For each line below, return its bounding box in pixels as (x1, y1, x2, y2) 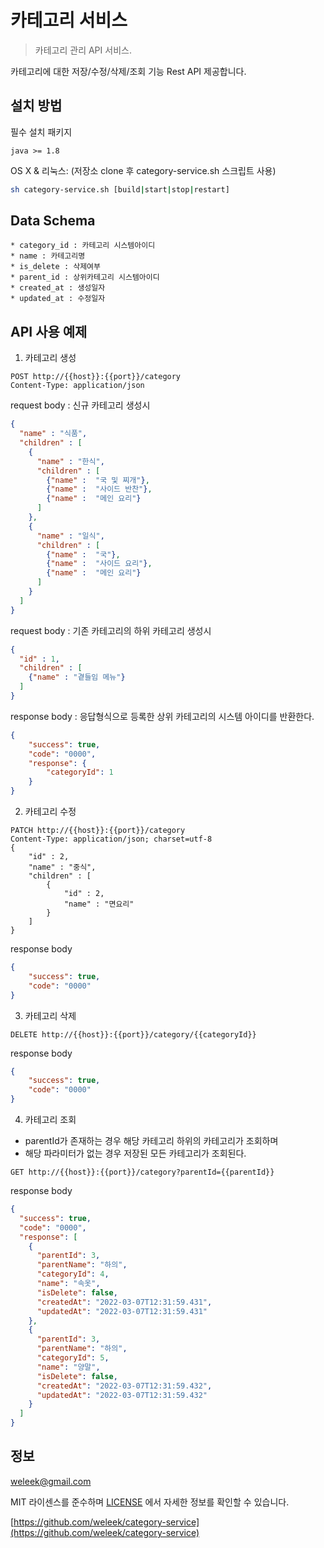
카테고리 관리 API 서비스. (34, 44, 132, 56)
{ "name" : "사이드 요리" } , (46, 559, 153, 569)
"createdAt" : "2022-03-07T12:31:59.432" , (36, 1381, 213, 1391)
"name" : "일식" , (36, 531, 105, 541)
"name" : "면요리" (63, 899, 135, 909)
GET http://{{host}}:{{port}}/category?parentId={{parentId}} (10, 1167, 275, 1177)
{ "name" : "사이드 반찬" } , (46, 484, 153, 495)
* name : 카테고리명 (10, 251, 86, 261)
